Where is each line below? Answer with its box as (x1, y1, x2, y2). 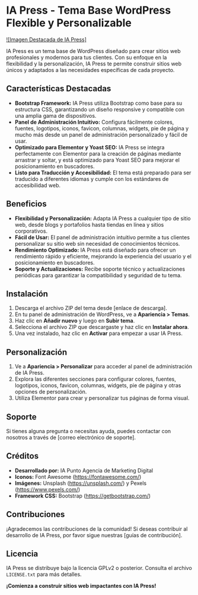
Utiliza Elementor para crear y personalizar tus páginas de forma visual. (14, 394, 190, 402)
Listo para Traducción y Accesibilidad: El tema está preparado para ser (14, 169, 191, 176)
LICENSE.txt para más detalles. (6, 571, 82, 578)
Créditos (6, 451, 39, 461)
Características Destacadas (6, 84, 111, 94)
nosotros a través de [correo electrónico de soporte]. (6, 434, 136, 441)
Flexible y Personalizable (6, 16, 132, 30)
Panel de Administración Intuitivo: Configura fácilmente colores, (14, 118, 174, 126)
